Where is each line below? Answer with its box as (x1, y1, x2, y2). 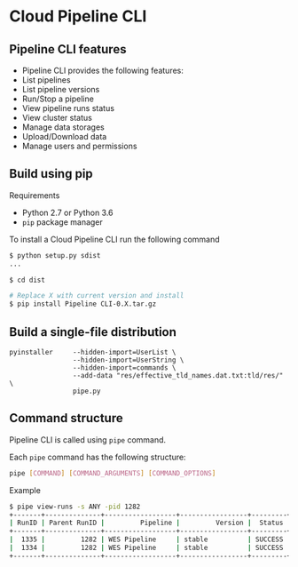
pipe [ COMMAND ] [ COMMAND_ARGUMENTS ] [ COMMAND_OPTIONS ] (9, 468, 216, 477)
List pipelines (21, 75, 71, 85)
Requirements (9, 189, 60, 201)
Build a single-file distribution (9, 324, 177, 339)
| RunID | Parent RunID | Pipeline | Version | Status (9, 518, 284, 528)
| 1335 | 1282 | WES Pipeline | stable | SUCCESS (9, 535, 284, 544)
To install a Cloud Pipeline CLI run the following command (9, 234, 220, 244)
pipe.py (72, 387, 101, 395)
